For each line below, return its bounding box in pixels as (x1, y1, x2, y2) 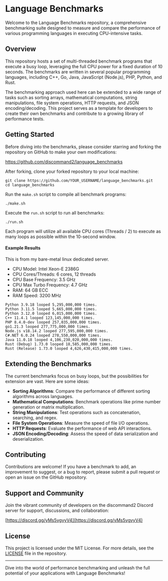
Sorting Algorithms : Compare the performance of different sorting (12, 388, 150, 394)
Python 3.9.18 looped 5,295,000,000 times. (5, 302, 97, 307)
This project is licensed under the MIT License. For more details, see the (5, 545, 154, 551)
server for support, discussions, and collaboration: (5, 507, 109, 514)
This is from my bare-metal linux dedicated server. (5, 256, 109, 262)
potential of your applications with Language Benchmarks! (5, 570, 125, 576)
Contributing (5, 450, 46, 459)
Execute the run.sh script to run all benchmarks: (5, 210, 104, 216)
